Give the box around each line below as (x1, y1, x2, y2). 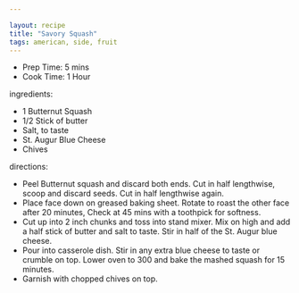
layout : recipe (9, 21, 66, 29)
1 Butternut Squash (21, 106, 92, 117)
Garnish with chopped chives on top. (21, 273, 158, 284)
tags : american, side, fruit (9, 38, 118, 46)
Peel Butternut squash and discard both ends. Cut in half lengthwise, (21, 179, 275, 189)
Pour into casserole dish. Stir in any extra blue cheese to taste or (21, 245, 261, 255)
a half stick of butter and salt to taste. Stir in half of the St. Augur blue (21, 226, 278, 237)
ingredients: (9, 88, 54, 99)
